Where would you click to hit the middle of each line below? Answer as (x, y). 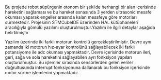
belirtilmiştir (17, 33)
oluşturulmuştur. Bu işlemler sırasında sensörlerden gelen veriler (69, 62)
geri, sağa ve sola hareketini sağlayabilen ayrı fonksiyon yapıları (69, 57)
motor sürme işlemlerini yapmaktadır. (42, 73)
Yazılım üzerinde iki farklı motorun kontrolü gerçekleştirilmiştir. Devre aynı (78, 42)
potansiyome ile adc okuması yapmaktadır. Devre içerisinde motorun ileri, (78, 52)
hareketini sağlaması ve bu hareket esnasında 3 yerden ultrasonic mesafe (78, 12)
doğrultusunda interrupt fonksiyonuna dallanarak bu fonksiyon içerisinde (78, 67)
